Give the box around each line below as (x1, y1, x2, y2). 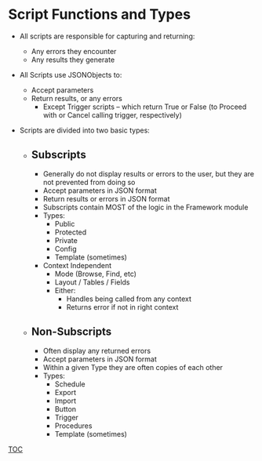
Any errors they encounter (31, 46, 117, 56)
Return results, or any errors (31, 93, 123, 103)
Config (54, 244, 77, 253)
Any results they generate (31, 55, 115, 64)
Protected (54, 227, 87, 237)
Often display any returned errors (42, 346, 151, 355)
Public (54, 219, 75, 228)
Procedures (54, 421, 93, 430)
